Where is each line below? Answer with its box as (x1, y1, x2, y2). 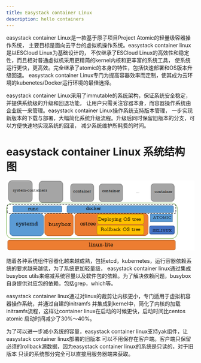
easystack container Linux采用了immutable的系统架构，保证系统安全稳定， (6, 92, 191, 99)
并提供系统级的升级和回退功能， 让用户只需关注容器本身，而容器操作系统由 (6, 99, 191, 106)
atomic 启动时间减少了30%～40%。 (6, 315, 96, 322)
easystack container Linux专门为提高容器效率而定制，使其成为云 (28, 71, 188, 79)
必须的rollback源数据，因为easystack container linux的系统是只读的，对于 (6, 343, 188, 350)
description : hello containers (6, 16, 84, 22)
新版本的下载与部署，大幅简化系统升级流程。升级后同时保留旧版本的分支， (6, 114, 190, 121)
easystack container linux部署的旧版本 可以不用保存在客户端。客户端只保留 (6, 335, 191, 343)
